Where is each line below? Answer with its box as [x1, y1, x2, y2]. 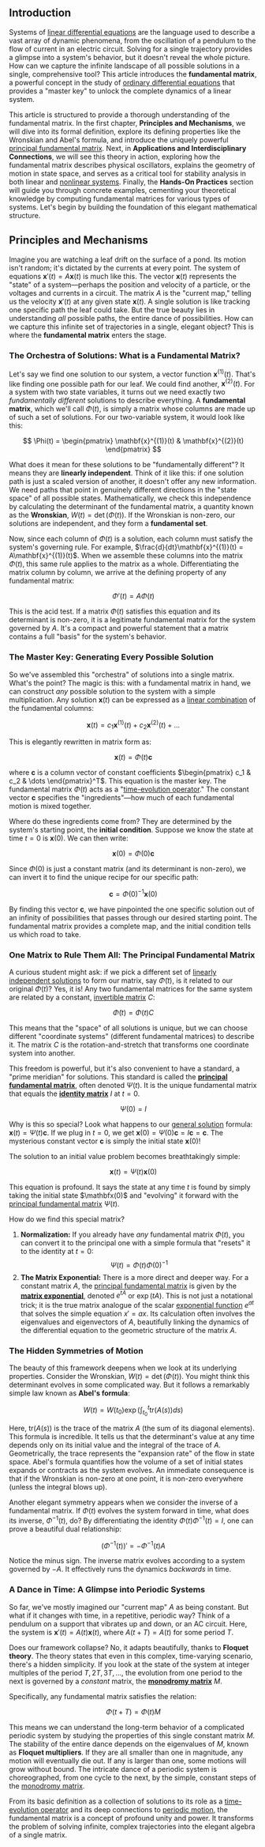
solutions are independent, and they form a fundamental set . [9, 519, 208, 528]
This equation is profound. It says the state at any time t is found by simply [9, 1182, 251, 1192]
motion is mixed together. [9, 801, 91, 810]
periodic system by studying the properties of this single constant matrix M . [9, 1731, 256, 1740]
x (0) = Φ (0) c [112, 848, 155, 858]
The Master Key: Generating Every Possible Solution [9, 652, 214, 663]
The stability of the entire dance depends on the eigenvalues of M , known [9, 1739, 249, 1748]
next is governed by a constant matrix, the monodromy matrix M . [9, 1676, 223, 1686]
